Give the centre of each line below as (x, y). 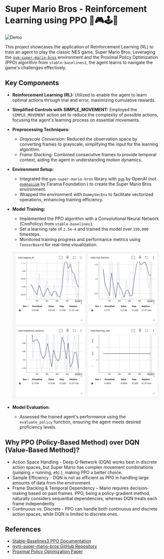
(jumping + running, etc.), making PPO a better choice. (67, 472)
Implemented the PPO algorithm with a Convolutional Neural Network (89, 219)
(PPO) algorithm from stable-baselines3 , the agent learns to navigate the (79, 62)
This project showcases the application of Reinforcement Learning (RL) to (79, 47)
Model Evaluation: (31, 407)
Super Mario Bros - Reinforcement (76, 9)
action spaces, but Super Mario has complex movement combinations (82, 467)
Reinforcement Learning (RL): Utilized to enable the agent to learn (79, 95)
